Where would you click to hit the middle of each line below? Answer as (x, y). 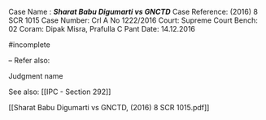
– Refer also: (29, 60)
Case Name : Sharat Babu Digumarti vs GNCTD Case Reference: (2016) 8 (133, 12)
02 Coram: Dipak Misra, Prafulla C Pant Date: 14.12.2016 (102, 29)
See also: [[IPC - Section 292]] (60, 92)
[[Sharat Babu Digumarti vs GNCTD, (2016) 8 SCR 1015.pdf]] (109, 107)
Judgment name (36, 76)
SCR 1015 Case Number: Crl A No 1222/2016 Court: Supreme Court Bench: (133, 20)
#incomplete (29, 45)
